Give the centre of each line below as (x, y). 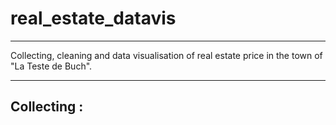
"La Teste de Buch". (51, 66)
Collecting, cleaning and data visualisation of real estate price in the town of (166, 55)
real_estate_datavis (93, 18)
